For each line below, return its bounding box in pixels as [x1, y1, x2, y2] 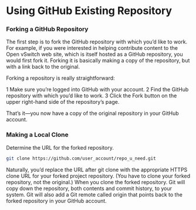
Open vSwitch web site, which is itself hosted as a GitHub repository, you [6, 51, 183, 58]
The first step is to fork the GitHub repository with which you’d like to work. [6, 38, 188, 45]
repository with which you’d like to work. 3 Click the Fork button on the [6, 92, 177, 99]
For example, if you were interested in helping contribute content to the [6, 45, 178, 52]
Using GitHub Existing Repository [6, 4, 172, 18]
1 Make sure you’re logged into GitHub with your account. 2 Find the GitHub [6, 86, 189, 93]
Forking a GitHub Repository [6, 25, 89, 33]
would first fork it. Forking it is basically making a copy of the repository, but [6, 57, 190, 64]
